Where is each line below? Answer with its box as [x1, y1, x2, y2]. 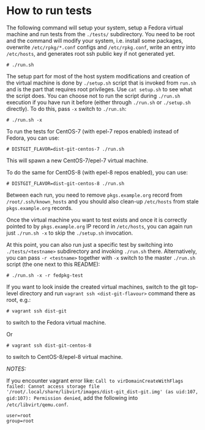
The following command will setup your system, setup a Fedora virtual [6, 24, 184, 31]
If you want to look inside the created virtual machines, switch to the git [6, 283, 187, 290]
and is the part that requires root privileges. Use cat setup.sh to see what [6, 85, 193, 92]
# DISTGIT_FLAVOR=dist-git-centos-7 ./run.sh [6, 146, 124, 152]
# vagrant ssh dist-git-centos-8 [6, 342, 92, 349]
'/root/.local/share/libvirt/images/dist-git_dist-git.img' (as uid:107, [6, 388, 199, 395]
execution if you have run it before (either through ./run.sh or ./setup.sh [6, 99, 191, 106]
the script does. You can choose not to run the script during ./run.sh [6, 92, 181, 99]
